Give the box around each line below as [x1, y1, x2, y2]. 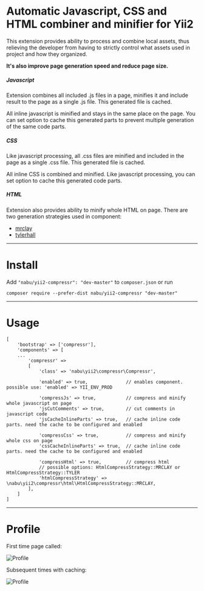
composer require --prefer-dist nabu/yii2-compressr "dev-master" [6, 290, 178, 296]
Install [6, 258, 38, 272]
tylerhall [15, 231, 36, 238]
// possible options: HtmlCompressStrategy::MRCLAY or [38, 464, 181, 470]
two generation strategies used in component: [6, 212, 122, 220]
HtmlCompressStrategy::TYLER [6, 470, 80, 476]
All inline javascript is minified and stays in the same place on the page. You [6, 110, 196, 117]
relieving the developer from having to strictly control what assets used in [6, 44, 190, 51]
